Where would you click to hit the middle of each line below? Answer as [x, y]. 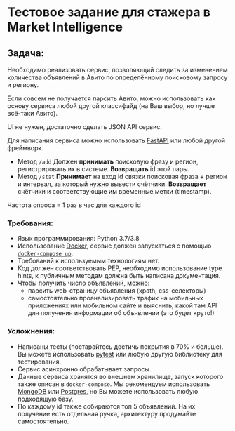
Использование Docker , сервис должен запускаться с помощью [114, 246]
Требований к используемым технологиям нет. [88, 261]
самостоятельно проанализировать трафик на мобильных [115, 298]
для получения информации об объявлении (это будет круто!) [121, 313]
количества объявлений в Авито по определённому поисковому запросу [117, 77]
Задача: [26, 53]
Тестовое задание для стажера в [109, 12]
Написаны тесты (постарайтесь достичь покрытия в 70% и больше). [120, 346]
